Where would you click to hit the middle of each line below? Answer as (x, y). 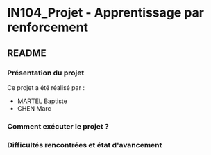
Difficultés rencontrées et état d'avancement (85, 145)
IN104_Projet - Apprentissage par (106, 13)
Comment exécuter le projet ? (58, 126)
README (27, 53)
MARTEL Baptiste (42, 101)
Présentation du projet (46, 73)
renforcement (48, 27)
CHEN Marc (34, 108)
